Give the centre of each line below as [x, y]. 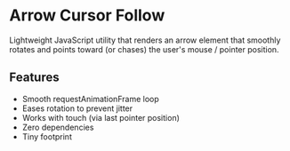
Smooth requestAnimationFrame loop [90, 99]
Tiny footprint [47, 136]
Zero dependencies [58, 127]
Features [34, 78]
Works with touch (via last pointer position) [101, 117]
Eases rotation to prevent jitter [77, 108]
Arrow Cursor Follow [87, 16]
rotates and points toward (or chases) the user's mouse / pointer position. [144, 49]
